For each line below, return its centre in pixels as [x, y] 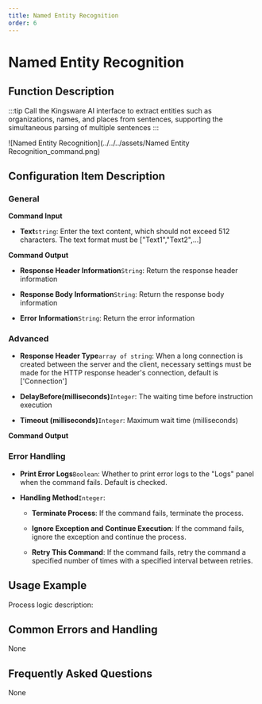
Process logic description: [51, 605]
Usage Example [48, 585]
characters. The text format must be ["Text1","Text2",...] [110, 240]
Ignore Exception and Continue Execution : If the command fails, [138, 528]
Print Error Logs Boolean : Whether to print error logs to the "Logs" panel [137, 474]
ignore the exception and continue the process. [109, 537]
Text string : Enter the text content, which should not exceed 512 [125, 232]
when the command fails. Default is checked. [94, 482]
